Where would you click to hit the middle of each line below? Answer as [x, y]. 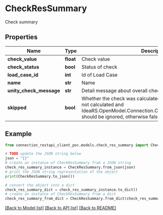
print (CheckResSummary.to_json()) [40, 176]
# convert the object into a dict [40, 185]
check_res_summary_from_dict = [37, 199]
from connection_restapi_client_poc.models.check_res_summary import [77, 145]
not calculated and [103, 104]
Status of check [99, 67]
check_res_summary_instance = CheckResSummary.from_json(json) [70, 167]
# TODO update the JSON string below [43, 154]
